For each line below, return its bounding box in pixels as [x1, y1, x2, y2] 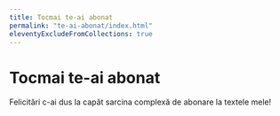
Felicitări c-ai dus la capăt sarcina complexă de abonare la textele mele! [9, 97, 272, 107]
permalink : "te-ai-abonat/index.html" [9, 21, 153, 30]
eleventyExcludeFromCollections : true [9, 29, 153, 38]
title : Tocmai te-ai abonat [9, 12, 114, 22]
